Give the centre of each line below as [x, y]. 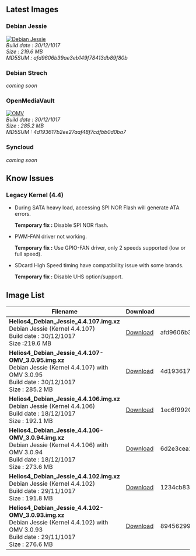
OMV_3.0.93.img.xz [37, 515]
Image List [25, 295]
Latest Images [32, 10]
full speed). [28, 254]
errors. [22, 214]
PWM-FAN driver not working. [51, 237]
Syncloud [20, 147]
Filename [64, 312]
